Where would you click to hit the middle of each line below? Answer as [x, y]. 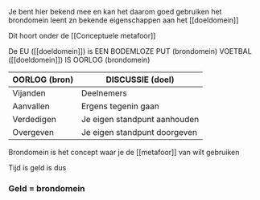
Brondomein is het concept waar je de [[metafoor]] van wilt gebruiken [124, 152]
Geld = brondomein [47, 188]
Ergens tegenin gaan [120, 106]
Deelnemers [104, 93]
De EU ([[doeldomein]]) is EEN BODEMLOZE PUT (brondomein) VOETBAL [130, 51]
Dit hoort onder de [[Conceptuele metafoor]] [82, 36]
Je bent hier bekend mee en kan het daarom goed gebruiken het [115, 12]
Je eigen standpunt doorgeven [139, 132]
